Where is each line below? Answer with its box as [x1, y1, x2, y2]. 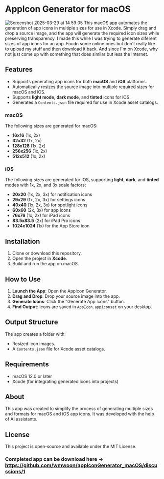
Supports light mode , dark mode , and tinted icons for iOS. [12, 94, 131, 100]
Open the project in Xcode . [12, 255, 68, 261]
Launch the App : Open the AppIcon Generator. [12, 288, 107, 294]
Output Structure [5, 318, 58, 326]
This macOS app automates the [84, 20, 148, 26]
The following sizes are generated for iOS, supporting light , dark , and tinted [5, 177, 159, 183]
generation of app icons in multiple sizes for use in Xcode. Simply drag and [5, 25, 157, 31]
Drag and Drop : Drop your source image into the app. [12, 293, 120, 299]
